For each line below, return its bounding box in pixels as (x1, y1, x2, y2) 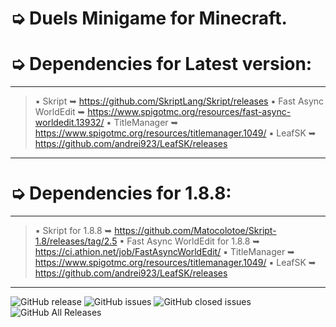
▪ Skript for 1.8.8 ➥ (34, 225, 113, 237)
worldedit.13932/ (34, 117, 105, 129)
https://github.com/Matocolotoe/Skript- (114, 225, 277, 237)
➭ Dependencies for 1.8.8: (10, 182, 232, 205)
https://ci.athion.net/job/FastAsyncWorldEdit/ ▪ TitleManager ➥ (34, 246, 295, 258)
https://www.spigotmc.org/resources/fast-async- (87, 106, 292, 118)
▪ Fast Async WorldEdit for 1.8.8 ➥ (119, 235, 261, 247)
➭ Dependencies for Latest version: (10, 53, 313, 76)
